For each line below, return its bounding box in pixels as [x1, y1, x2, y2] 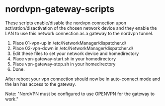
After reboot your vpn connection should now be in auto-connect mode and [5, 76, 161, 82]
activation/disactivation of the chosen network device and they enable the [5, 25, 157, 31]
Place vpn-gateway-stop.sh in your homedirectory [12, 61, 116, 67]
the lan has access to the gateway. [5, 81, 76, 87]
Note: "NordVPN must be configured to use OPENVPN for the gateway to [5, 91, 155, 97]
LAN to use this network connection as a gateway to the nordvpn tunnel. [5, 30, 154, 36]
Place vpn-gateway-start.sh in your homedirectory [12, 55, 116, 61]
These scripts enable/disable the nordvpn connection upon [5, 20, 127, 26]
